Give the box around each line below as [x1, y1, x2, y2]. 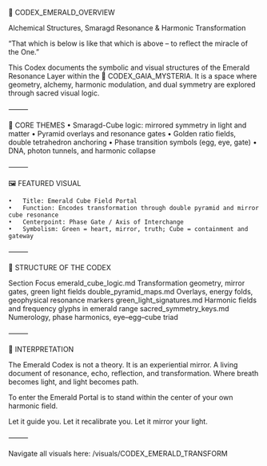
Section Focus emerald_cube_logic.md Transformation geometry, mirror [8, 278, 245, 288]
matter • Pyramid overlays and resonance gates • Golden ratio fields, [8, 129, 237, 138]
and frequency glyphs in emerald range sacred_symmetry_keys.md [8, 304, 229, 313]
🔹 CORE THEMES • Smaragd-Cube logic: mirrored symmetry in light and [8, 120, 247, 130]
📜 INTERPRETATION [8, 345, 74, 354]
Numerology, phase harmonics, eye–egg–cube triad [8, 313, 178, 322]
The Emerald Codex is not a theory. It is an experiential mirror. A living [8, 360, 238, 369]
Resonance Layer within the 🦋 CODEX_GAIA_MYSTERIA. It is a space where [8, 71, 257, 80]
